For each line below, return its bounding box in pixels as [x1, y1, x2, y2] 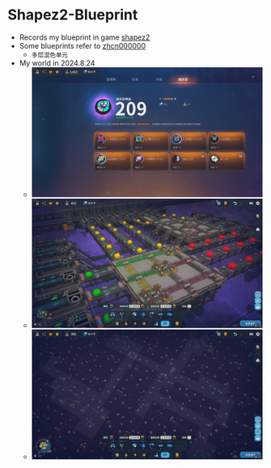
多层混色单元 [31, 51, 68, 59]
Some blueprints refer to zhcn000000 [19, 40, 146, 50]
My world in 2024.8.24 [19, 58, 95, 68]
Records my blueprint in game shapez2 [19, 32, 150, 42]
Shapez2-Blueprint [7, 6, 138, 24]
